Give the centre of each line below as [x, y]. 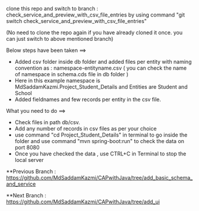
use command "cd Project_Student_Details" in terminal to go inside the [101, 135]
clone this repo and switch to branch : [52, 9]
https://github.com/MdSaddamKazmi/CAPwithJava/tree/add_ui [83, 202]
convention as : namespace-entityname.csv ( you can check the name [101, 68]
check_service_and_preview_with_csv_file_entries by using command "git [96, 15]
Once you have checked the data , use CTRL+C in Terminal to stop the [100, 154]
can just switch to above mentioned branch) [60, 39]
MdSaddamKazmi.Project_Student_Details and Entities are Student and [101, 87]
